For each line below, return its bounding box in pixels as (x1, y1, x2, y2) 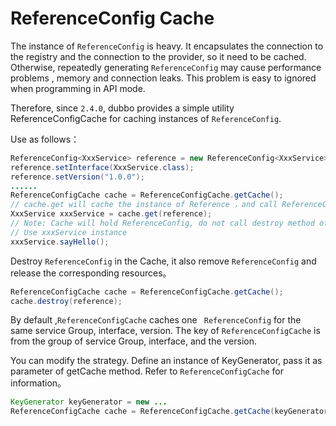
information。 (10, 377, 67, 389)
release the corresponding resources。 (10, 267, 172, 279)
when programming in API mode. (10, 82, 146, 94)
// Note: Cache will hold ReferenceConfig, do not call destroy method (10, 218, 315, 229)
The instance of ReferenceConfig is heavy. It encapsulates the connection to (10, 40, 324, 52)
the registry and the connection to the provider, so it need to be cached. (10, 50, 307, 62)
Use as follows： (10, 133, 80, 145)
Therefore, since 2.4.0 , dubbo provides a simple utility (10, 102, 235, 114)
